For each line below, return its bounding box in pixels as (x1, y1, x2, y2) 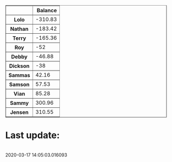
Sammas (8, 72, 31, 79)
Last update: (5, 130, 60, 141)
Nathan (10, 26, 29, 32)
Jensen (10, 109, 29, 115)
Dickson (9, 62, 30, 70)
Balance (36, 7, 57, 14)
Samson (9, 81, 30, 88)
